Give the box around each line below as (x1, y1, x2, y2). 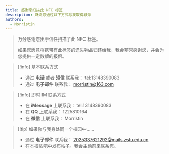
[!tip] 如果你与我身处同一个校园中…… (17, 126, 95, 132)
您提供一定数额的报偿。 (17, 53, 67, 59)
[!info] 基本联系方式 (17, 64, 58, 70)
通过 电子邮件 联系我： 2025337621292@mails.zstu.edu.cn (25, 137, 149, 143)
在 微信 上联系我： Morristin (25, 115, 83, 122)
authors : (5, 17, 24, 22)
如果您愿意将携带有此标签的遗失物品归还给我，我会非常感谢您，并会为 (17, 47, 164, 53)
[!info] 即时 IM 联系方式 (17, 92, 66, 98)
